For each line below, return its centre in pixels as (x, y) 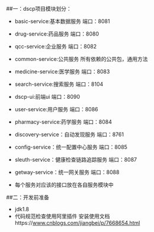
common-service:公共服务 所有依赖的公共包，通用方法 (81, 59)
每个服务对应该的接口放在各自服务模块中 (64, 185)
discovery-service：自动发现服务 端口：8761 (69, 134)
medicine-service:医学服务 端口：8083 (62, 72)
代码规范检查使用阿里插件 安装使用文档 (62, 216)
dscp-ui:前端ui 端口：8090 (47, 97)
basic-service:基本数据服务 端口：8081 (62, 21)
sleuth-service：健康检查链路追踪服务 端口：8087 (76, 159)
